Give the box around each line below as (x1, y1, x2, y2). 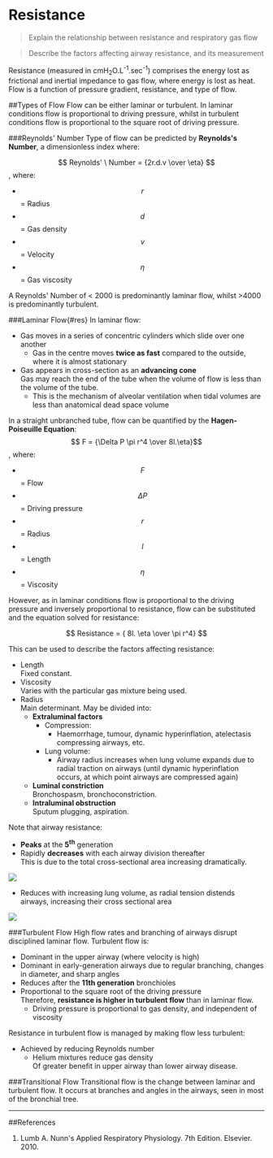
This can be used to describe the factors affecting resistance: (8, 644, 215, 654)
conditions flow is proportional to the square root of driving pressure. (8, 118, 240, 128)
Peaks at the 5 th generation (19, 839, 114, 850)
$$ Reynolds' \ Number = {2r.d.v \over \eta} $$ (58, 158, 215, 167)
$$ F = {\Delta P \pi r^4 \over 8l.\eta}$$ (70, 437, 203, 447)
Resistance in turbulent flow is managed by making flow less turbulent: (8, 1028, 245, 1038)
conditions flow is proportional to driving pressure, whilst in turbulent (8, 109, 240, 119)
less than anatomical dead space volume (32, 400, 169, 410)
